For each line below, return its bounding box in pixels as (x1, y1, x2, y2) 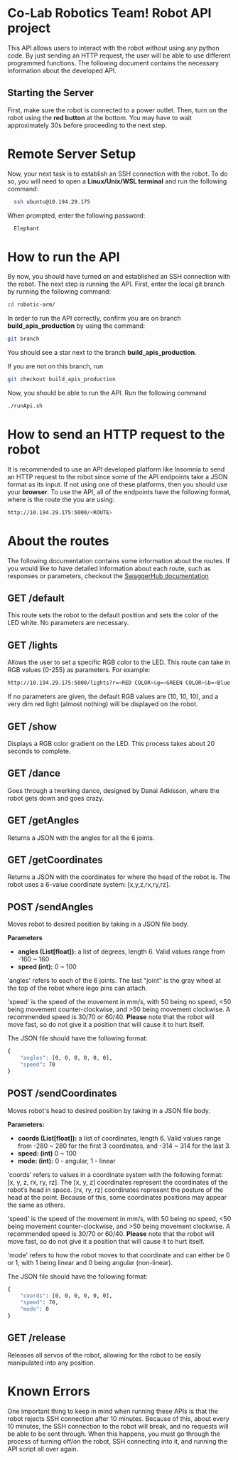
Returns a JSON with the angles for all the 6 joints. (7, 833, 155, 842)
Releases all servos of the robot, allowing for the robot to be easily (7, 1350, 202, 1359)
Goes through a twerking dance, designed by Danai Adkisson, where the (7, 786, 220, 794)
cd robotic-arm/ (7, 301, 55, 309)
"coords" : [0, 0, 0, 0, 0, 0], (20, 1292, 113, 1299)
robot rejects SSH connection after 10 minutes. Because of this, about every (7, 1414, 229, 1423)
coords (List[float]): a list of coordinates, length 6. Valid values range (17, 1134, 222, 1142)
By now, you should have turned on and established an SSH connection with (7, 272, 231, 281)
